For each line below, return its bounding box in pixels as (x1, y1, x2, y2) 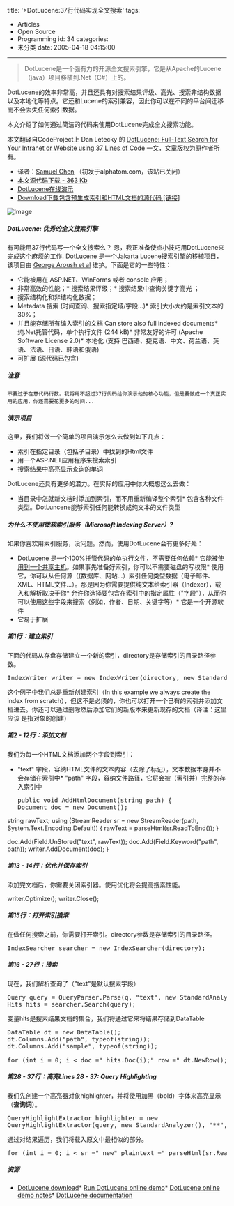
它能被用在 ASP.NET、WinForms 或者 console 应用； (17, 275, 169, 284)
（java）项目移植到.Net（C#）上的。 (24, 73, 130, 82)
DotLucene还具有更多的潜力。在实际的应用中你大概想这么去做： (7, 479, 192, 488)
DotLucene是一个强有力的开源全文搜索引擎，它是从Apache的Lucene (24, 65, 221, 73)
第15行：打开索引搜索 (7, 911, 69, 919)
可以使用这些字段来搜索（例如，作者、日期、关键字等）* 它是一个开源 (17, 597, 218, 605)
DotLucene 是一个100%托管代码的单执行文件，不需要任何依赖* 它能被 (17, 554, 218, 562)
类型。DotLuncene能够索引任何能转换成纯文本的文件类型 (17, 503, 181, 511)
